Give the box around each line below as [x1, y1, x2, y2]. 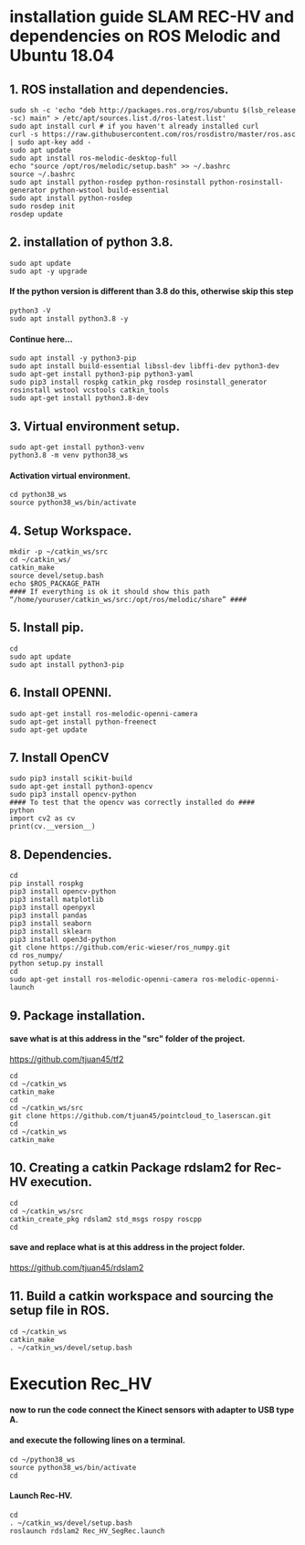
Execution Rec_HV [9, 1373, 152, 1394]
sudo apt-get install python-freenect [9, 717, 157, 726]
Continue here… [9, 333, 73, 344]
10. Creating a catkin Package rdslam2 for [9, 1160, 252, 1176]
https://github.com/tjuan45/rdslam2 [9, 1262, 144, 1273]
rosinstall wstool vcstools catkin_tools [9, 386, 170, 395]
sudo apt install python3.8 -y [9, 314, 129, 323]
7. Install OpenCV [9, 750, 110, 766]
